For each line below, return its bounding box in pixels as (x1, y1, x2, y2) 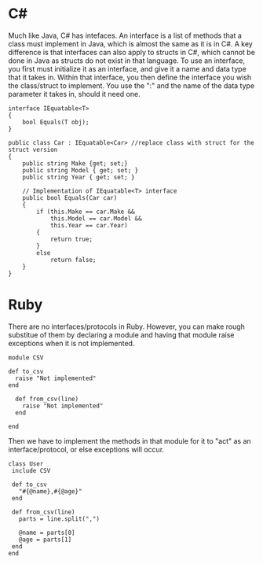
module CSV (8, 353, 44, 362)
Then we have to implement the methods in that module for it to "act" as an (8, 436, 251, 445)
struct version (8, 146, 58, 153)
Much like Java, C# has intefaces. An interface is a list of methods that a (8, 31, 242, 40)
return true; (49, 235, 93, 243)
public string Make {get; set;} (22, 159, 128, 168)
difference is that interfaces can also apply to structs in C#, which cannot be (8, 47, 255, 57)
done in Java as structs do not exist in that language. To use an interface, (8, 56, 246, 65)
